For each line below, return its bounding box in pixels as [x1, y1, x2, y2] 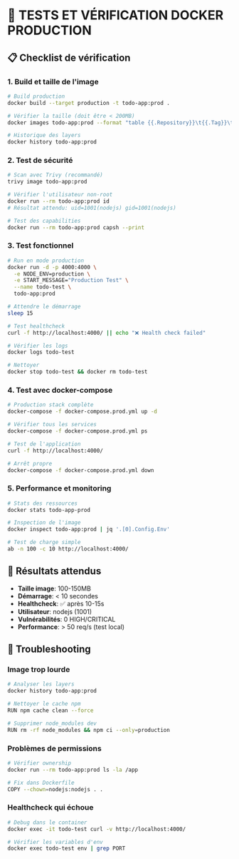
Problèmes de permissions [7, 743, 102, 753]
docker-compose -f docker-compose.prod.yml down [7, 466, 154, 474]
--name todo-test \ [14, 283, 72, 291]
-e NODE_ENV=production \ [14, 270, 91, 278]
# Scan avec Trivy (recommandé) [7, 171, 103, 179]
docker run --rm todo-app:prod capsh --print [7, 223, 144, 231]
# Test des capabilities [7, 217, 81, 224]
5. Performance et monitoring [7, 483, 112, 493]
